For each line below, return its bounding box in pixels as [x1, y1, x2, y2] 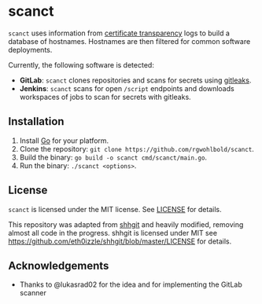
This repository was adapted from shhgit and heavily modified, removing [8, 219, 244, 229]
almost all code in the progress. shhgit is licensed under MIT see [8, 228, 218, 237]
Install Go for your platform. [19, 136, 109, 145]
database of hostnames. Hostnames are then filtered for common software [8, 36, 251, 46]
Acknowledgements [8, 258, 109, 273]
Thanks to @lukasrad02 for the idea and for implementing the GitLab [19, 280, 242, 289]
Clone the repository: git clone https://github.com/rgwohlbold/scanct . [19, 144, 254, 153]
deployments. [8, 45, 53, 54]
